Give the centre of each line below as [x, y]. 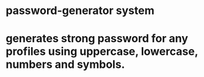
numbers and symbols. [65, 64]
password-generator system [80, 11]
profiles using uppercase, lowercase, [102, 52]
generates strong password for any [97, 39]
